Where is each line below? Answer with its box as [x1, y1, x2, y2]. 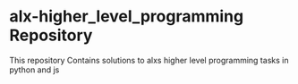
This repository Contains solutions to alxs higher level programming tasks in [9, 55, 289, 65]
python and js [9, 64, 60, 75]
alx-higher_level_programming [9, 6, 244, 27]
